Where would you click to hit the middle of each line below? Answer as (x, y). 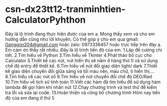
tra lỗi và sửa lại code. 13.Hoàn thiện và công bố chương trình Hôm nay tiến (83, 92)
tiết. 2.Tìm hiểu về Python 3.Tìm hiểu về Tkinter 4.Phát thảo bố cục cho (78, 55)
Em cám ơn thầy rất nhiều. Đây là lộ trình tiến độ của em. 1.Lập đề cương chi (83, 50)
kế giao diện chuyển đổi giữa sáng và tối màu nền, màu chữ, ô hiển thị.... (80, 71)
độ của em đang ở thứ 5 (30, 98)
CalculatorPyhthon (46, 20)
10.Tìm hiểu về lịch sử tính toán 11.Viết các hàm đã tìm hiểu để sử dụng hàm (83, 82)
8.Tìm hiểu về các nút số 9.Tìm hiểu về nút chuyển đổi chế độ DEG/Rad (78, 76)
